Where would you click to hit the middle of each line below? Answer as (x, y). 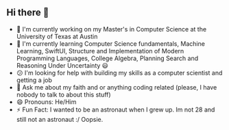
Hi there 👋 (28, 13)
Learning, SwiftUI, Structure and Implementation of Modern (100, 51)
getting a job (34, 80)
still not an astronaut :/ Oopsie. (60, 119)
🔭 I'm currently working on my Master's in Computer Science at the (111, 29)
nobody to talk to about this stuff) (63, 94)
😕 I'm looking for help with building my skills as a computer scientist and (119, 73)
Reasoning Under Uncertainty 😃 (62, 65)
